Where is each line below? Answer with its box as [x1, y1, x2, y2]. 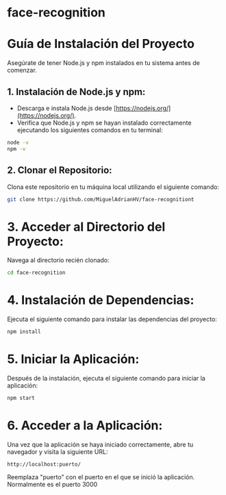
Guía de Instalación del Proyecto [7, 36, 195, 52]
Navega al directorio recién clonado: [7, 256, 110, 264]
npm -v [7, 145, 26, 152]
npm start [7, 394, 36, 401]
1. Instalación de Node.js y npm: [7, 86, 146, 97]
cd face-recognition [7, 269, 66, 277]
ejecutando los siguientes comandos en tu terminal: [16, 125, 163, 134]
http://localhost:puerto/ [7, 461, 81, 468]
